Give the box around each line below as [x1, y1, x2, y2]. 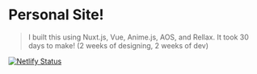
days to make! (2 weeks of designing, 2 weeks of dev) [27, 40, 209, 50]
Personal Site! [8, 6, 104, 24]
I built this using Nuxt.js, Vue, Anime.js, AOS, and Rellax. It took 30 [27, 32, 249, 42]
